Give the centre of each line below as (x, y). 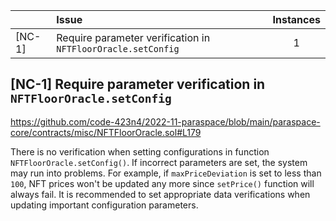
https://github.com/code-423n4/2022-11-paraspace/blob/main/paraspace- (165, 121)
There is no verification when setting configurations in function (140, 151)
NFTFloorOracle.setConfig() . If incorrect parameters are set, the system (159, 162)
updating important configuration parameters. (104, 205)
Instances (296, 19)
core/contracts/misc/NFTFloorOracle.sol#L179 (106, 132)
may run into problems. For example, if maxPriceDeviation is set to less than (166, 173)
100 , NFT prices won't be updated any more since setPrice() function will (162, 183)
